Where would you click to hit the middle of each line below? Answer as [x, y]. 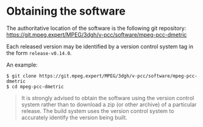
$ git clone [21, 76]
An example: [22, 65]
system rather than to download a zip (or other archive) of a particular [109, 104]
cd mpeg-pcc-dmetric [38, 87]
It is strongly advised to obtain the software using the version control [108, 98]
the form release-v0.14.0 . [39, 53]
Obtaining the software [66, 11]
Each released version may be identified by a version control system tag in [100, 46]
